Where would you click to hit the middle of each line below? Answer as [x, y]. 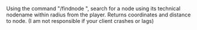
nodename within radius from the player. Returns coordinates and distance [98, 15]
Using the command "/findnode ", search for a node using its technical [93, 9]
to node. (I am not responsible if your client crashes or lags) [80, 21]
